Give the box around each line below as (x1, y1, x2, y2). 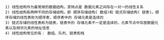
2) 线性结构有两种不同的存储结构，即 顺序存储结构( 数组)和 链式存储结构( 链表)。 (5, 10, 156, 15)
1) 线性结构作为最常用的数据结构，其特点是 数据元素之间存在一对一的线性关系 (5, 4, 144, 9)
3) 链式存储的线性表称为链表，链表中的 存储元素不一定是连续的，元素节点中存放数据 (5, 20, 155, 25)
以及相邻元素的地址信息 (8, 26, 50, 31)
